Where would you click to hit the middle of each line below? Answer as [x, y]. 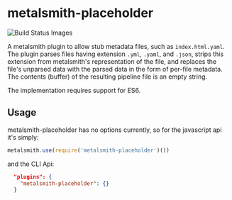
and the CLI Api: [31, 164]
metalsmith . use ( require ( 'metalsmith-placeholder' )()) [89, 150]
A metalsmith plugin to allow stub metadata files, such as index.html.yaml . [116, 46]
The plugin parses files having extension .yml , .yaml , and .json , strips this [116, 54]
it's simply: [23, 137]
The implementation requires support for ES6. [74, 90]
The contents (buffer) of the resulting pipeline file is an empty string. [107, 77]
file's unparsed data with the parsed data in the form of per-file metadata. [115, 69]
